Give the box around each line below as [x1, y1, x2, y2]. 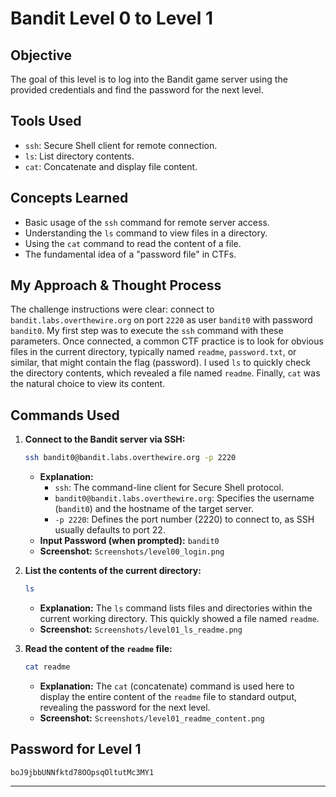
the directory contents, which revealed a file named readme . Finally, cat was [10, 367, 321, 379]
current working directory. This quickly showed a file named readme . [39, 613, 320, 624]
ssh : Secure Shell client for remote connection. [24, 139, 218, 151]
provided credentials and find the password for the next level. [10, 84, 264, 96]
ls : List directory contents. [24, 150, 135, 162]
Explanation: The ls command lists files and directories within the [39, 602, 313, 614]
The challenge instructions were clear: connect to [10, 303, 215, 316]
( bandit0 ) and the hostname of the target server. [54, 503, 254, 515]
